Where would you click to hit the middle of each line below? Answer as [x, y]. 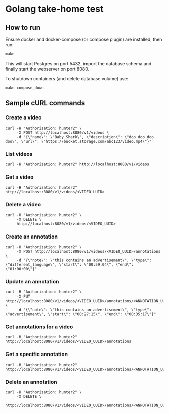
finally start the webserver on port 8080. [47, 69]
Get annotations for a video [39, 327]
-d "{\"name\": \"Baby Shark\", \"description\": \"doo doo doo [85, 137]
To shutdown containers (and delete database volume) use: [67, 78]
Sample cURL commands [45, 103]
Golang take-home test [54, 9]
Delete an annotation [31, 382]
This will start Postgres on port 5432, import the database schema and [78, 63]
